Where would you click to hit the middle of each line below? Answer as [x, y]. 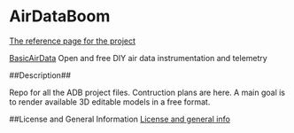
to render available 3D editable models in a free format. [110, 102]
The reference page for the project [72, 41]
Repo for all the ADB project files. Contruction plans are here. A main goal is [147, 92]
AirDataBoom [60, 16]
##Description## [40, 75]
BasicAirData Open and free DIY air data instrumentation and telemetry [138, 58]
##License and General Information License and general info [120, 119]
